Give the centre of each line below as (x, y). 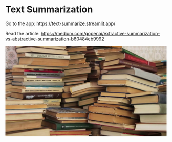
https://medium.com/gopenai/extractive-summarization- (100, 33)
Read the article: (23, 33)
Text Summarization (49, 9)
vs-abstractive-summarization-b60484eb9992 (55, 39)
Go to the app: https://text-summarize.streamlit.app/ (60, 23)
